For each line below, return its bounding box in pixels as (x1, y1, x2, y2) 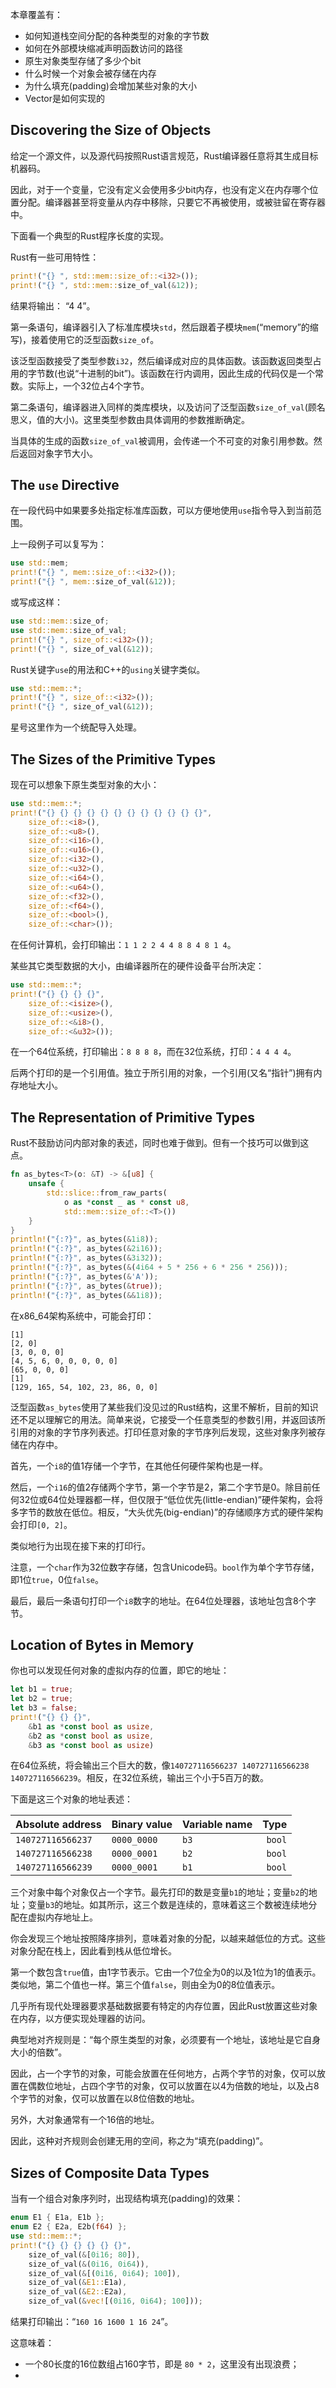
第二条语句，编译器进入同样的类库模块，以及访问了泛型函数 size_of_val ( (10, 401, 308, 413)
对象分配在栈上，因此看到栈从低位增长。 (10, 1945, 177, 1957)
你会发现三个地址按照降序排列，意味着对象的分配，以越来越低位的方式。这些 (10, 1933, 326, 1945)
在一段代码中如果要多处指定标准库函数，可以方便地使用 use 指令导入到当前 (10, 504, 313, 517)
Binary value (111, 1818, 173, 1832)
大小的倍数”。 (10, 2046, 68, 2058)
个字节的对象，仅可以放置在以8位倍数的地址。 (10, 2093, 200, 2105)
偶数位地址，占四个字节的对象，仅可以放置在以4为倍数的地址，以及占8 (27, 2080, 320, 2092)
